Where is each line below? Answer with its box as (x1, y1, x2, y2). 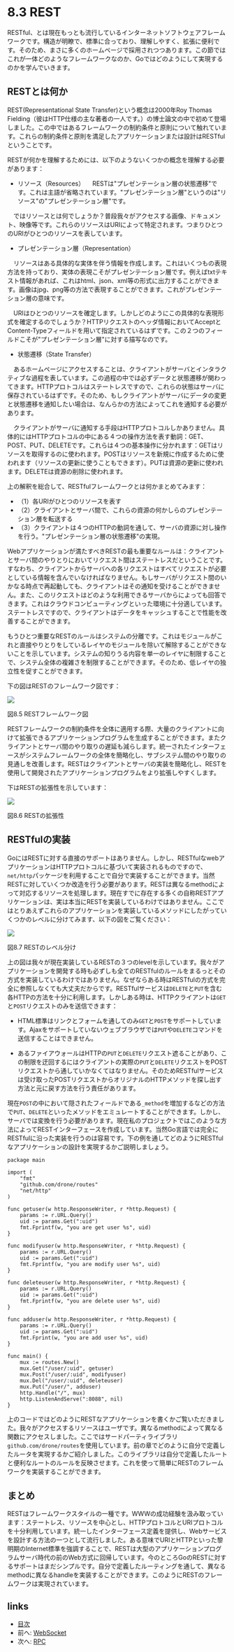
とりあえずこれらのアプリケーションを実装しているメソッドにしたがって (13, 906, 221, 915)
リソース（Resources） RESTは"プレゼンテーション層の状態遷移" (17, 179, 212, 188)
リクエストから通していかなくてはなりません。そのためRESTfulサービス (17, 1066, 224, 1075)
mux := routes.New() (20, 1359, 80, 1366)
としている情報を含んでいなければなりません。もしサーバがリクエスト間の (7, 573, 221, 581)
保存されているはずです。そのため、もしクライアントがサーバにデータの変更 (7, 391, 227, 399)
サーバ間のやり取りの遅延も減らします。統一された (43, 742, 190, 750)
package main (7, 1156, 45, 1163)
